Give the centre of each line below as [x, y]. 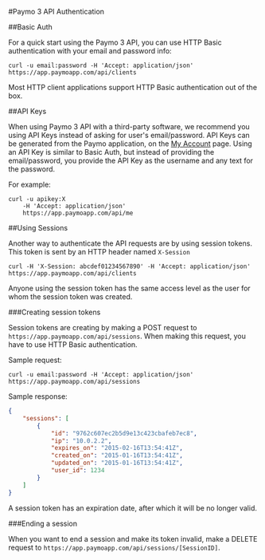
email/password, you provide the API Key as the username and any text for [131, 160]
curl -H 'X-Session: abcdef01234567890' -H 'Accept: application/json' [129, 266]
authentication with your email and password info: [90, 51]
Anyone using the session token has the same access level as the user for [129, 288]
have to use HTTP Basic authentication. [73, 345]
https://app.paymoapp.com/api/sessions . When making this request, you [127, 336]
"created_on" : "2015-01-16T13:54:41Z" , [117, 455]
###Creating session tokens [55, 312]
